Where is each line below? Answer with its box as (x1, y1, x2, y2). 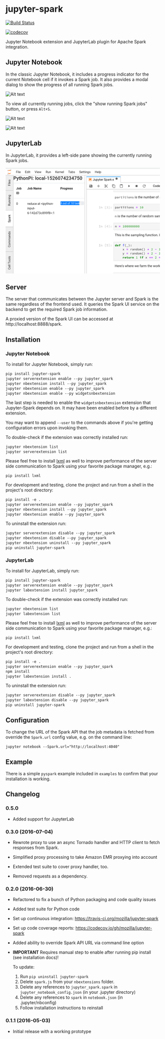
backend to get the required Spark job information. (5, 306, 108, 312)
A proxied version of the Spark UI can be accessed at (5, 316, 114, 322)
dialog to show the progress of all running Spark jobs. (5, 82, 114, 87)
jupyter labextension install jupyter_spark (5, 588, 98, 593)
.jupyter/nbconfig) (20, 1000, 57, 1006)
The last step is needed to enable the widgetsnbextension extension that (5, 400, 151, 406)
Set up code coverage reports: (12, 925, 75, 931)
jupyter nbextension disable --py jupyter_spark (5, 536, 107, 541)
